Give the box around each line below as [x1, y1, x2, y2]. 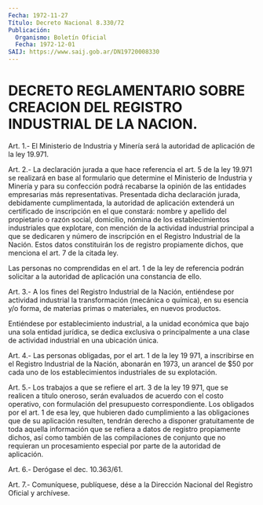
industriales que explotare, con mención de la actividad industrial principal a [8, 223, 254, 232]
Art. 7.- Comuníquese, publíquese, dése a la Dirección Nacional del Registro [8, 480, 254, 489]
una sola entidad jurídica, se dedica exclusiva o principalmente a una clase [8, 327, 250, 336]
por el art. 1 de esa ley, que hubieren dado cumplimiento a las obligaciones [8, 408, 250, 417]
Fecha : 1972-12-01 [15, 41, 76, 49]
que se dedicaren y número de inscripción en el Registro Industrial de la [8, 231, 241, 240]
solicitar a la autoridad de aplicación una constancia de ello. [8, 272, 202, 281]
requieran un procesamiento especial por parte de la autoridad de [8, 441, 221, 450]
